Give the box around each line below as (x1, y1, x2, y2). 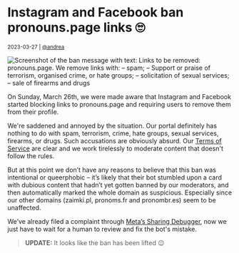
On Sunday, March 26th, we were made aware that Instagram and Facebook (7, 92, 232, 100)
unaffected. (7, 203, 41, 212)
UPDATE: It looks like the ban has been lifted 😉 (24, 238, 165, 247)
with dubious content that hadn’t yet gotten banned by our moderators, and (7, 180, 229, 189)
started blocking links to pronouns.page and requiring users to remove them (7, 100, 231, 108)
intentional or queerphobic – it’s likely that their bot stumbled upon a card (7, 172, 223, 182)
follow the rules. (7, 151, 55, 160)
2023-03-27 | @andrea (7, 43, 65, 51)
